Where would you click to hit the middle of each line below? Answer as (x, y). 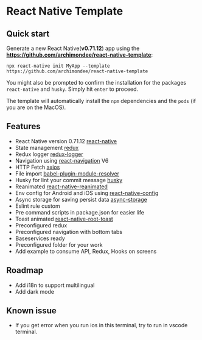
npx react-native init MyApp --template (58, 66)
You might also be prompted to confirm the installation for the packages (96, 83)
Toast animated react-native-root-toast (64, 219)
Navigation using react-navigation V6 (62, 160)
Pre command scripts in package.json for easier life (80, 212)
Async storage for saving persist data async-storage (81, 199)
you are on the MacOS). (36, 107)
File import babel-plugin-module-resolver (67, 173)
